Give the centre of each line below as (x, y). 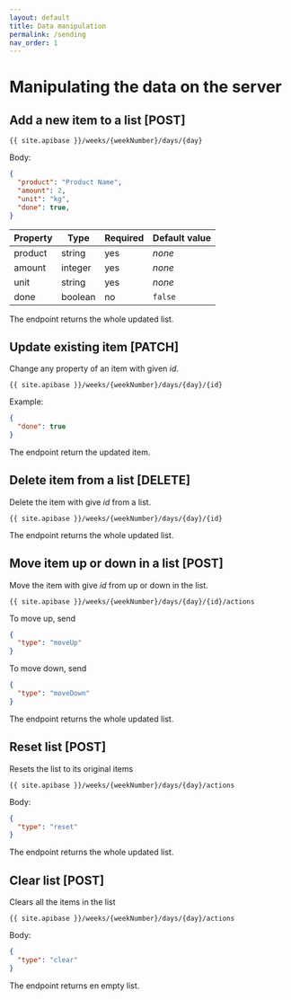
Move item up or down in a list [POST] (116, 564)
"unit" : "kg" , (44, 199)
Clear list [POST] (57, 880)
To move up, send (43, 618)
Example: (26, 402)
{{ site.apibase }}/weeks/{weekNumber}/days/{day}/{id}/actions (132, 602)
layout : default (40, 18)
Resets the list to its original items (71, 768)
